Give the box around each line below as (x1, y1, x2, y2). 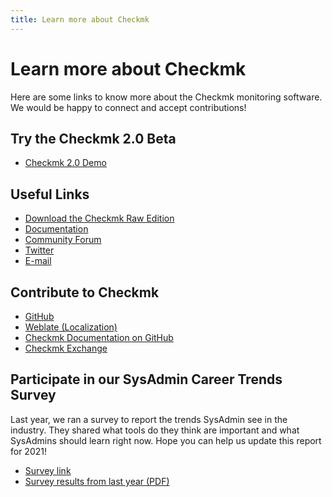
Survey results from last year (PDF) (24, 475, 170, 487)
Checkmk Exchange (24, 342, 108, 354)
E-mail (24, 255, 52, 267)
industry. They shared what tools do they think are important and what (10, 424, 300, 436)
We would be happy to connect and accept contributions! (10, 101, 247, 113)
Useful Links (10, 186, 90, 203)
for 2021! (10, 445, 48, 457)
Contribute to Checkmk (10, 284, 160, 301)
